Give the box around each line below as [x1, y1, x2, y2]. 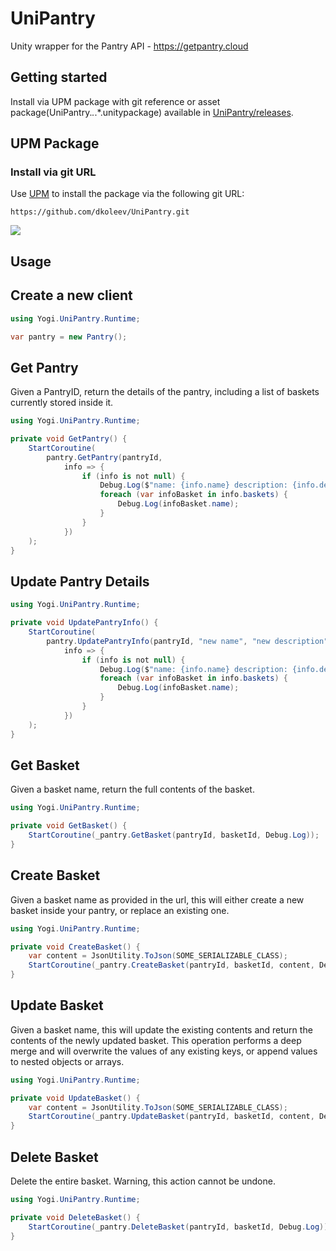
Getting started [10, 69, 108, 86]
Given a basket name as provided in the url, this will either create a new [10, 893, 305, 906]
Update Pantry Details [10, 573, 150, 590]
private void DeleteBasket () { [10, 1212, 141, 1222]
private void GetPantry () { [10, 434, 128, 444]
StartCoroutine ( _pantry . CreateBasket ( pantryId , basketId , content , [28, 960, 315, 971]
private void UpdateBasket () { [10, 1093, 141, 1103]
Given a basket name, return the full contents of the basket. [10, 783, 255, 796]
